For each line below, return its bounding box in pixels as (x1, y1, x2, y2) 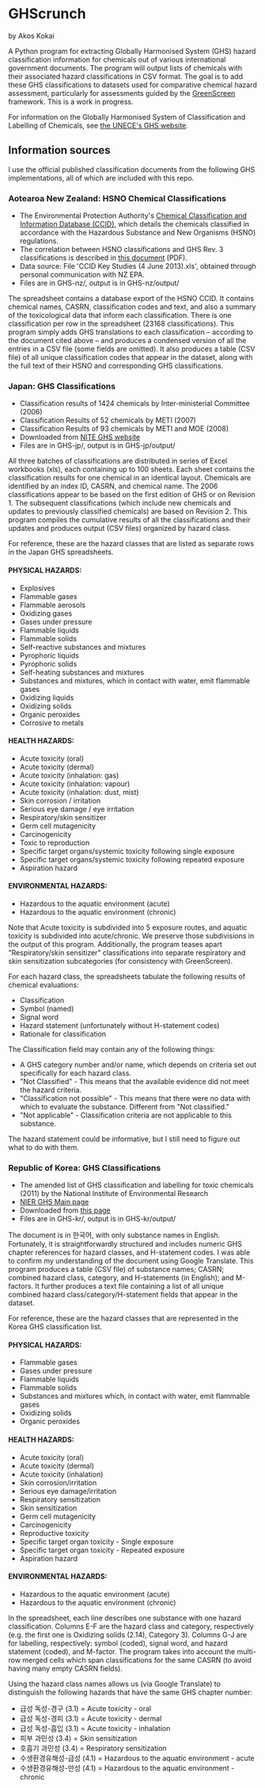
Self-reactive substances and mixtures (19, 642, 146, 651)
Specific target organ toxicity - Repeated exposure (19, 1545, 185, 1554)
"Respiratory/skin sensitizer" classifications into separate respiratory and (8, 948, 246, 957)
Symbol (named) (19, 1003, 74, 1013)
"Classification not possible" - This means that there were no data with (19, 1093, 251, 1102)
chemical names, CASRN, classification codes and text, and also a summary (8, 302, 256, 311)
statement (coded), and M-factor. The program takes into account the (8, 1646, 236, 1656)
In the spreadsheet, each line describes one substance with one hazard (8, 1613, 241, 1622)
